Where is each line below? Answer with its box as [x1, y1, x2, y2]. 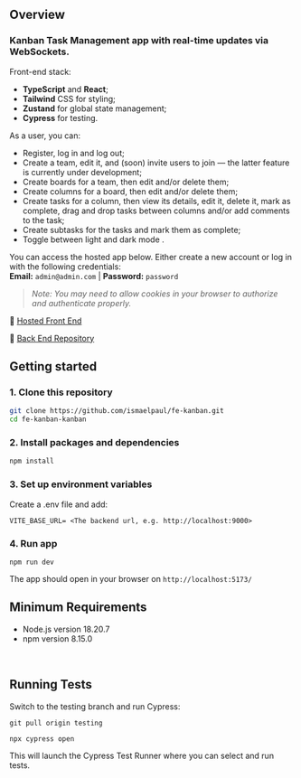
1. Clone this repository [9, 386, 113, 398]
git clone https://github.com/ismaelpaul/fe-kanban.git [9, 407, 224, 416]
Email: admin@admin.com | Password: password [9, 270, 179, 281]
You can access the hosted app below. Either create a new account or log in [9, 251, 292, 262]
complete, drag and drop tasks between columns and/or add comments [22, 205, 291, 216]
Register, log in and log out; [22, 147, 125, 158]
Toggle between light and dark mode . [22, 234, 165, 245]
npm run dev [9, 558, 54, 567]
